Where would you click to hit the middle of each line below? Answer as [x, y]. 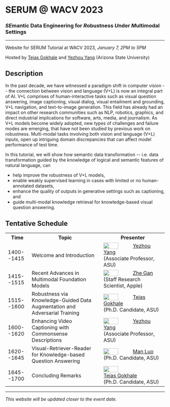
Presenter [133, 238]
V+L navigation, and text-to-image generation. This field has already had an [84, 107]
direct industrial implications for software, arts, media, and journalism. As [81, 118]
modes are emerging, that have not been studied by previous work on [78, 129]
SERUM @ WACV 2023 [54, 10]
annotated [23, 186]
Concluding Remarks [56, 376]
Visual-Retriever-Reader [61, 348]
